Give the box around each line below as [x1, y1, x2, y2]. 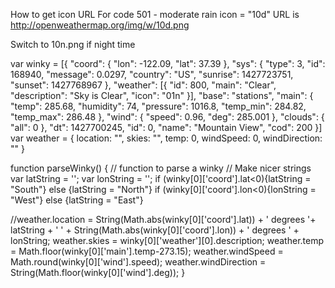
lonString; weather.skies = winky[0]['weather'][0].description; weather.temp [10, 235, 325, 246]
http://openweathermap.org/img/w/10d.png [10, 19, 190, 31]
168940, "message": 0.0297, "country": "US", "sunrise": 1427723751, [10, 69, 294, 80]
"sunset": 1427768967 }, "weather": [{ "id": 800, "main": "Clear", [10, 79, 277, 91]
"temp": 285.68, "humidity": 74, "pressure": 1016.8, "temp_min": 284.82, [10, 100, 307, 112]
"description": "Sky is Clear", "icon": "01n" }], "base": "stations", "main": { [10, 90, 314, 101]
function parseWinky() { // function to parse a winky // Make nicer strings [10, 162, 312, 174]
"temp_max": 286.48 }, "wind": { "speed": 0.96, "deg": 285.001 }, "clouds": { [10, 111, 325, 123]
